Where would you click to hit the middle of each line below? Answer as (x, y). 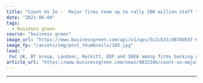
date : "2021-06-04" (31, 17)
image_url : (20, 40)
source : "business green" (39, 34)
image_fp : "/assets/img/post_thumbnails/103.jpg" (70, 46)
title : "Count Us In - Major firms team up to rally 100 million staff (100, 12)
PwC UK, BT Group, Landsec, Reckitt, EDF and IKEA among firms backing (101, 57)
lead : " (16, 51)
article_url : (23, 62)
